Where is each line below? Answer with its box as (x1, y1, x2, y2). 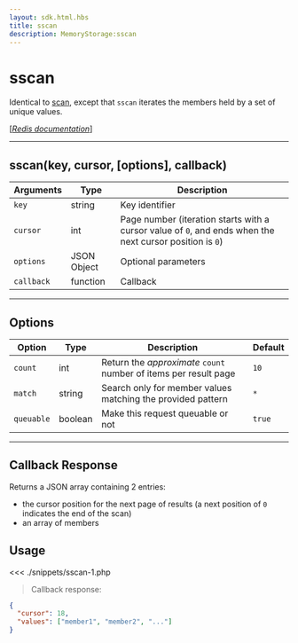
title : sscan (9, 21, 58, 30)
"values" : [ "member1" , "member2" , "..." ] (17, 617, 173, 626)
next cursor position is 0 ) (120, 236, 223, 248)
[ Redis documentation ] (9, 123, 93, 134)
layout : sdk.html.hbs (9, 12, 90, 22)
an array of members (21, 517, 99, 528)
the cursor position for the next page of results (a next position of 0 (21, 498, 268, 509)
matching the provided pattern (101, 392, 228, 404)
